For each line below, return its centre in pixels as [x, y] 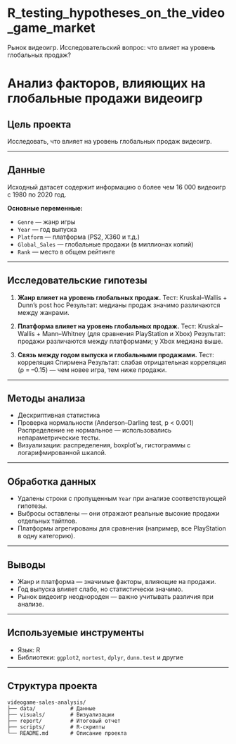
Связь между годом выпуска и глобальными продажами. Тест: [116, 354]
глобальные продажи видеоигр [105, 98]
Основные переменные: [45, 208]
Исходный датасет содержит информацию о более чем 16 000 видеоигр [117, 187]
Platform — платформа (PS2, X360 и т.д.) [79, 237]
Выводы [26, 565]
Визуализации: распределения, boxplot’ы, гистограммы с [104, 445]
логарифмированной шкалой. [62, 453]
